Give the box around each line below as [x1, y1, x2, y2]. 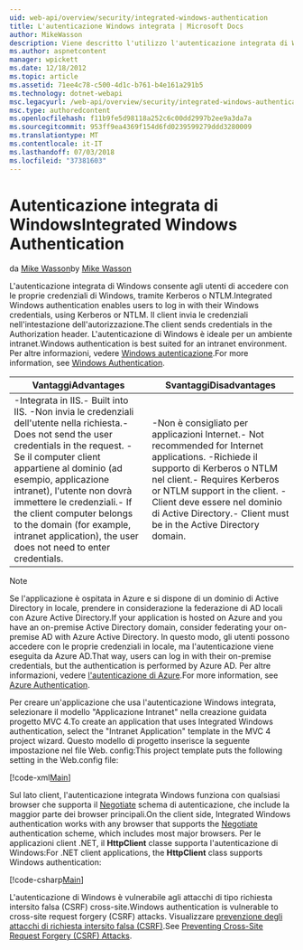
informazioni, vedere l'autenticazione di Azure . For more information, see [9, 670, 279, 681]
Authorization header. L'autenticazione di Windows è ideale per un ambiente [9, 329, 293, 340]
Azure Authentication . [9, 680, 90, 691]
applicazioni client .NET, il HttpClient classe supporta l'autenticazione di [9, 838, 279, 849]
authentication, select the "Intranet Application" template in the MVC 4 [9, 726, 271, 737]
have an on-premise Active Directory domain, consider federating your [9, 622, 272, 633]
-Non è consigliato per [151, 417, 249, 429]
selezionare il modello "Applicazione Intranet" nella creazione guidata [9, 707, 268, 718]
